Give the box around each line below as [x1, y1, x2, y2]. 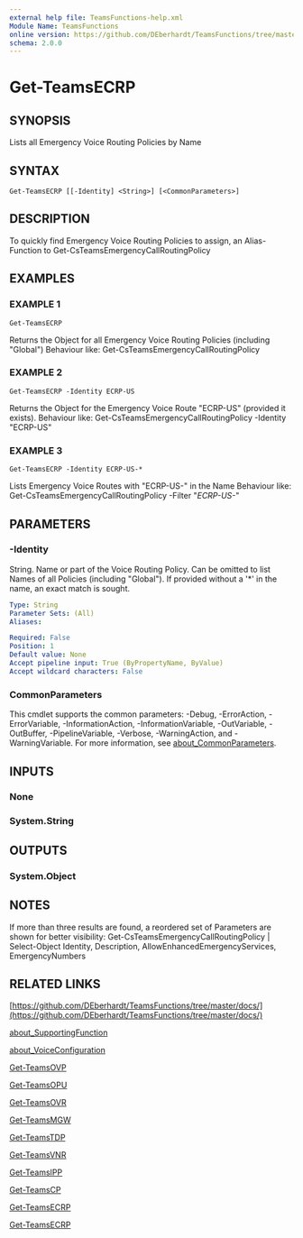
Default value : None [9, 650, 87, 659]
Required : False [9, 633, 70, 643]
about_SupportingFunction [9, 1027, 108, 1038]
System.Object [9, 869, 77, 882]
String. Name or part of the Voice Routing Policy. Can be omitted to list [9, 564, 271, 574]
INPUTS [9, 764, 54, 779]
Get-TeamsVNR [9, 1150, 67, 1160]
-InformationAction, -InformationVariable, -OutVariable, [62, 719, 268, 729]
